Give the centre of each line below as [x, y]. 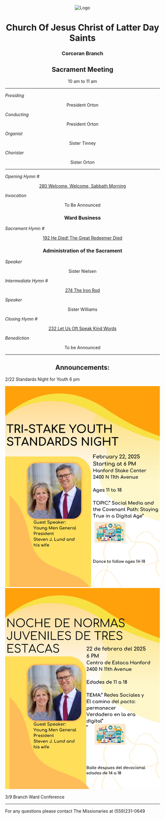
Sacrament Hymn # [25, 229]
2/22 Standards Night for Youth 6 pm [42, 379]
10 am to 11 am [82, 81]
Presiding [15, 95]
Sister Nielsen [82, 271]
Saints [82, 38]
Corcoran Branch [82, 54]
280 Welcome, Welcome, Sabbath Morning [82, 186]
